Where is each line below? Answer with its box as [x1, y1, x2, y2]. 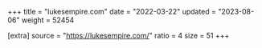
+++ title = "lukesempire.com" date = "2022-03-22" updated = [7, 7, 217, 16]
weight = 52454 [21, 15, 75, 25]
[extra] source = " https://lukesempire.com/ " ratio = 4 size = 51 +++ [7, 31, 230, 40]
